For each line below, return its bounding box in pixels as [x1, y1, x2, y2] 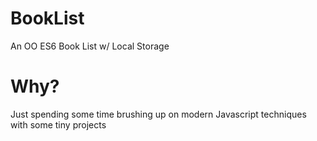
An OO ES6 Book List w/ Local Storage [10, 40, 170, 52]
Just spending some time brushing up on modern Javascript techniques [10, 108, 307, 120]
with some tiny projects [10, 118, 107, 131]
